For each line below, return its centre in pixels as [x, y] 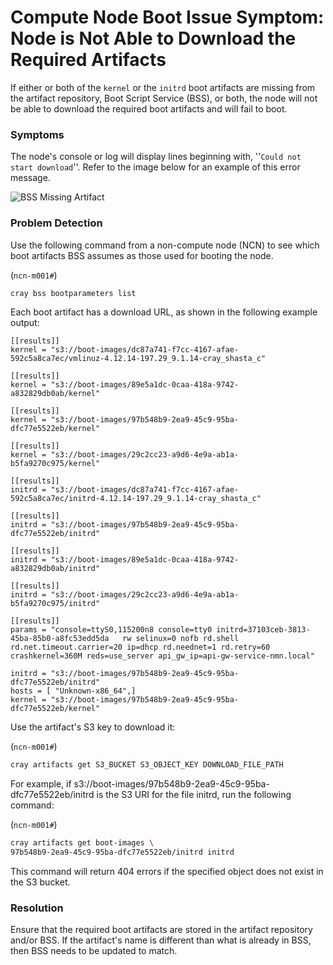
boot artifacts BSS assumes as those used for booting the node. [142, 255]
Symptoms [37, 134]
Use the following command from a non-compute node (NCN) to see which [165, 245]
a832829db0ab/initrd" [55, 569]
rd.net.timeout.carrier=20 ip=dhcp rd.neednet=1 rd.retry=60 [140, 647]
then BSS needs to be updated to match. [94, 951]
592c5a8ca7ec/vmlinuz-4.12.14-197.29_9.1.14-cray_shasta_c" [138, 359]
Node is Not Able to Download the [153, 38]
